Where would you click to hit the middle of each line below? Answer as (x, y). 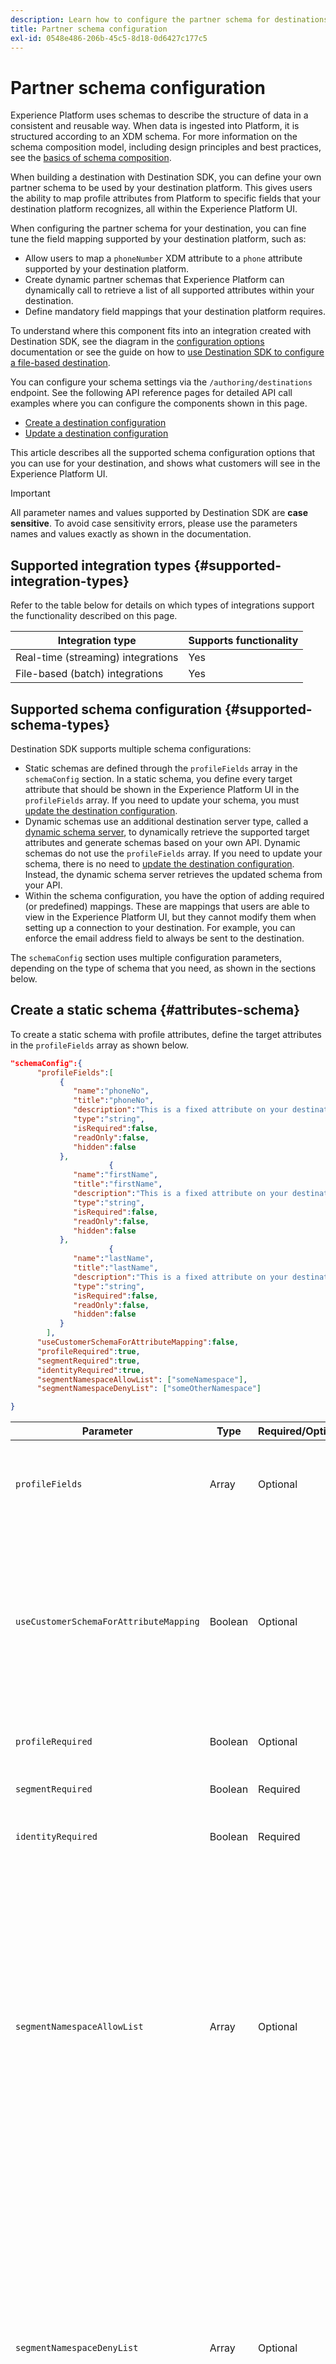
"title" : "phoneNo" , (114, 1101)
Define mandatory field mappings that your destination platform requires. (175, 312)
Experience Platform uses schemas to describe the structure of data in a (159, 115)
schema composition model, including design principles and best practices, (166, 147)
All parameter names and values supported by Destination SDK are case (159, 513)
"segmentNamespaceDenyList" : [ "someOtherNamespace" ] (149, 1389)
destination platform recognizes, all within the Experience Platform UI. (154, 209)
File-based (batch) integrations (89, 674)
